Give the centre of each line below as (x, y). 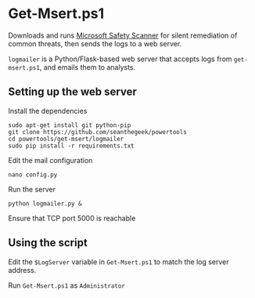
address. (22, 270)
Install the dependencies (48, 111)
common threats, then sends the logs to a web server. (95, 43)
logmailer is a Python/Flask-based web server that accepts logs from (120, 59)
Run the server (32, 189)
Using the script (48, 243)
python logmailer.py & (45, 204)
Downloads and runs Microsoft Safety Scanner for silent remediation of (123, 35)
